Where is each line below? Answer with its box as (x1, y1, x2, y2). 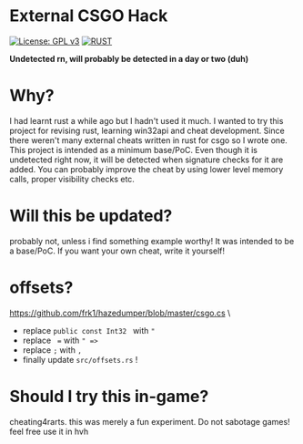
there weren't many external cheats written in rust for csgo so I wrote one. (9, 134, 288, 146)
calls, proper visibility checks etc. (9, 173, 135, 184)
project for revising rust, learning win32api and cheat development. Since (9, 125, 285, 136)
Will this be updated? (9, 206, 173, 226)
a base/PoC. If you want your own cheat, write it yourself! (9, 245, 226, 256)
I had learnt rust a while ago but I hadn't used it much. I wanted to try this (9, 115, 284, 126)
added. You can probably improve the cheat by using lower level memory (9, 163, 284, 174)
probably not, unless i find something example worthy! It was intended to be (9, 235, 295, 246)
